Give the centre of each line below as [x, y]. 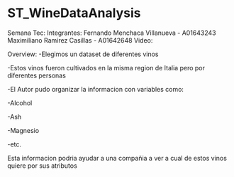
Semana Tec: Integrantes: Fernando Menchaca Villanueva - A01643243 [112, 33]
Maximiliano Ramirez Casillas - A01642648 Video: [80, 40]
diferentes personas [37, 75]
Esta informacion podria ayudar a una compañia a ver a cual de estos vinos [117, 158]
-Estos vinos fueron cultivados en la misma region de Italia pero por [106, 68]
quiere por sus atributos [43, 166]
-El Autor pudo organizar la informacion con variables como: [96, 89]
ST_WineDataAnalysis [74, 13]
